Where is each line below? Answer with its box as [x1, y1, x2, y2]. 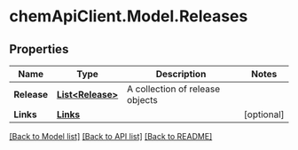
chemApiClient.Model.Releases [9, 6, 248, 27]
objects [127, 94, 158, 106]
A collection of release [127, 83, 220, 95]
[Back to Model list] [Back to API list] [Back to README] [9, 131, 213, 141]
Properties [9, 42, 69, 57]
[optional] [243, 108, 285, 121]
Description [155, 68, 207, 80]
